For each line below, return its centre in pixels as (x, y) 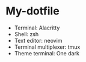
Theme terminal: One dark (47, 53)
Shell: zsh (26, 34)
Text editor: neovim (38, 40)
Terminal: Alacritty (37, 28)
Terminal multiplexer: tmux (47, 47)
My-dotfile (32, 11)
